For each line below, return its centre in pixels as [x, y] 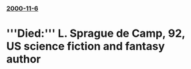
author [24, 59]
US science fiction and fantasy [86, 46]
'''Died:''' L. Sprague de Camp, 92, [96, 34]
